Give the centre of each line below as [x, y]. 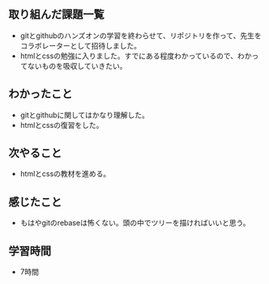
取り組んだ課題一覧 [56, 15]
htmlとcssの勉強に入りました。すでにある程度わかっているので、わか [136, 56]
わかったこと [41, 94]
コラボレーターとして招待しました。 [81, 45]
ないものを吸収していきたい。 [77, 66]
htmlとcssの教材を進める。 [65, 174]
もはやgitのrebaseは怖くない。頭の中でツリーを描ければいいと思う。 [135, 223]
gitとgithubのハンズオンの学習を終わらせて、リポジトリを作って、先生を [141, 36]
